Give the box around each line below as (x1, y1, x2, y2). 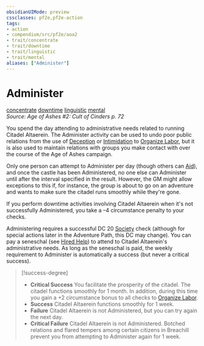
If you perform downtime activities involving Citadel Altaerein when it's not (6, 200, 194, 207)
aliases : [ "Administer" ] (6, 60, 69, 66)
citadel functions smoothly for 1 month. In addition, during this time (30, 287, 198, 295)
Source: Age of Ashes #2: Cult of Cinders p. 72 (6, 113, 124, 120)
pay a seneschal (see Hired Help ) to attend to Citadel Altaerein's (6, 238, 167, 245)
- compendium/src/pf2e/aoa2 (6, 32, 78, 38)
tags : (6, 20, 20, 26)
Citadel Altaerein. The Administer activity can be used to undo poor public (6, 131, 192, 139)
